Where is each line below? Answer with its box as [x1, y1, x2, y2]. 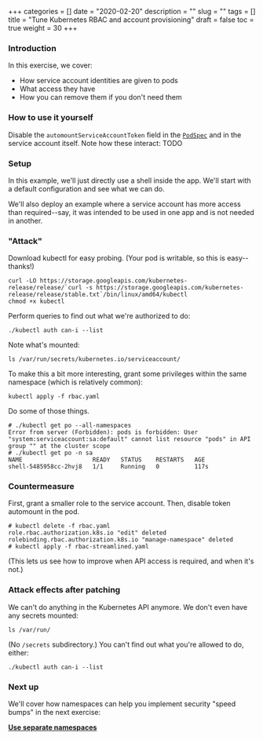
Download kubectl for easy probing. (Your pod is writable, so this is [8, 253, 225, 263]
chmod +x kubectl [8, 297, 65, 305]
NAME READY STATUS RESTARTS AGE [8, 456, 206, 464]
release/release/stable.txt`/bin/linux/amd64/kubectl [8, 290, 188, 299]
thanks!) [8, 262, 35, 272]
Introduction [8, 42, 57, 53]
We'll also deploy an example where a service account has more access [8, 199, 241, 209]
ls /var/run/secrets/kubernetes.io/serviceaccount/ [8, 355, 181, 363]
